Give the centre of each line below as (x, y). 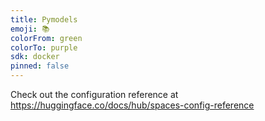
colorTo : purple (44, 47)
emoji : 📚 (30, 29)
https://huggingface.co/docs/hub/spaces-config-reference (132, 105)
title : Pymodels (44, 19)
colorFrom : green (46, 38)
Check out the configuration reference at (94, 94)
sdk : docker (35, 57)
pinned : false (40, 66)
